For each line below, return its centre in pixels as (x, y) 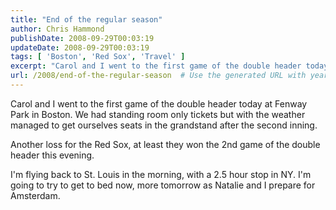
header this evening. (52, 155)
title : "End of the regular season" (86, 19)
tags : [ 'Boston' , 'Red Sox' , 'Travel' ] (98, 57)
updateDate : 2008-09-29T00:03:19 (80, 47)
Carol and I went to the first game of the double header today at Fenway (159, 103)
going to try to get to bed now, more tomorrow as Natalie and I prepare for (163, 185)
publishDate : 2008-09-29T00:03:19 (82, 38)
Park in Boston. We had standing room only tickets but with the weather (158, 114)
